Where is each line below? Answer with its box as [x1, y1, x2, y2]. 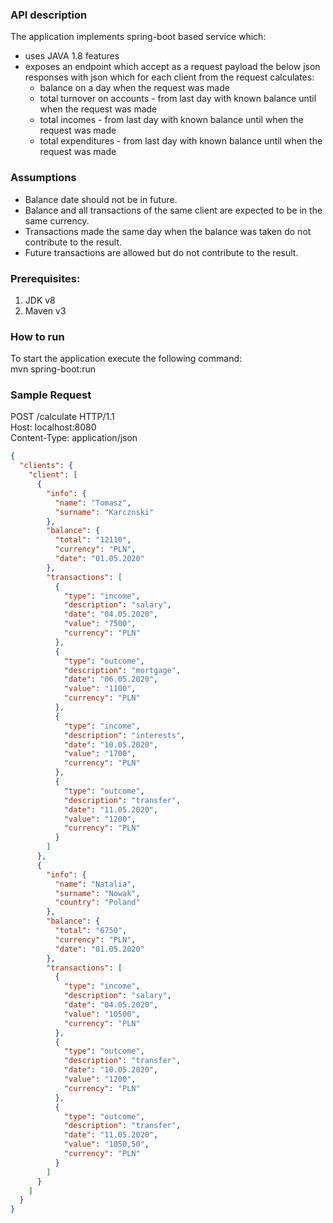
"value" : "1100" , [63, 684, 137, 694]
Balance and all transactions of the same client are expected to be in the [24, 204, 323, 216]
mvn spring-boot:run [10, 363, 96, 375]
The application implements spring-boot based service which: [10, 31, 267, 43]
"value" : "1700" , [63, 749, 137, 759]
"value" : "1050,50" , [63, 1139, 150, 1150]
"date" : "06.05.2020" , [63, 674, 159, 685]
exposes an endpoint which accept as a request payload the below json [24, 61, 321, 73]
